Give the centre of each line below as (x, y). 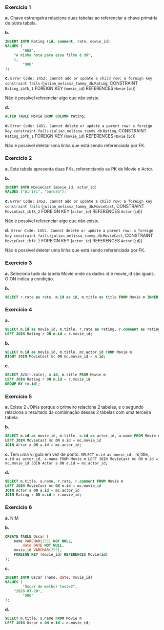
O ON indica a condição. (30, 279)
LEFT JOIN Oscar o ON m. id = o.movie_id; (48, 623)
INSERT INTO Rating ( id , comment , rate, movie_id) (58, 42)
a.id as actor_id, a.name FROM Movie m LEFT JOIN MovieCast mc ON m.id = (82, 459)
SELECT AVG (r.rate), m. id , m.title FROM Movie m (55, 375)
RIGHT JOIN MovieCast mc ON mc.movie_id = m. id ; (55, 357)
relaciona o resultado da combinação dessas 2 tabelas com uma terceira (78, 412)
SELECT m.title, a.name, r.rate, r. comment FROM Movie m (64, 481)
